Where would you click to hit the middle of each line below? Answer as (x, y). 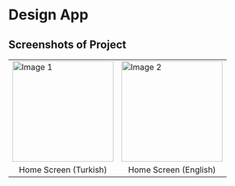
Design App (48, 15)
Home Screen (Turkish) (63, 169)
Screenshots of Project (67, 45)
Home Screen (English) (172, 169)
